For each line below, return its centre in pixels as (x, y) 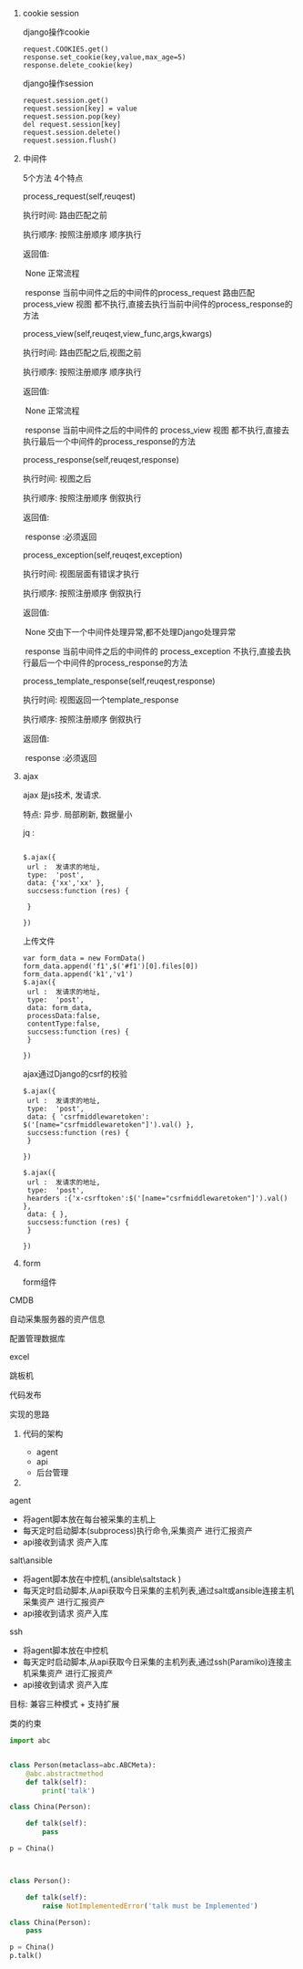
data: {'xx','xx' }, (66, 883)
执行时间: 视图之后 (57, 479)
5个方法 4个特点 (53, 178)
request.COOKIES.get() (66, 49)
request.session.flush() (70, 141)
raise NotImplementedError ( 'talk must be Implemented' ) (150, 1906)
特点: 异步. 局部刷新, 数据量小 (77, 814)
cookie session (51, 13)
